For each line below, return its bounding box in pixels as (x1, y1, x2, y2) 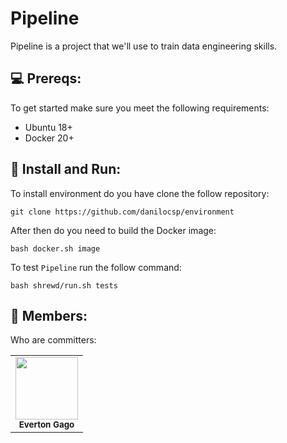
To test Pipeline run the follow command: (10, 261, 182, 273)
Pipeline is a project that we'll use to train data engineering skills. (10, 40, 278, 52)
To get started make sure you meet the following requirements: (10, 102, 270, 114)
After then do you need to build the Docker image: (10, 224, 217, 236)
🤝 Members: (10, 307, 88, 324)
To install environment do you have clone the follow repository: (10, 187, 270, 199)
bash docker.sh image (10, 243, 101, 254)
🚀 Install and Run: (10, 161, 122, 178)
